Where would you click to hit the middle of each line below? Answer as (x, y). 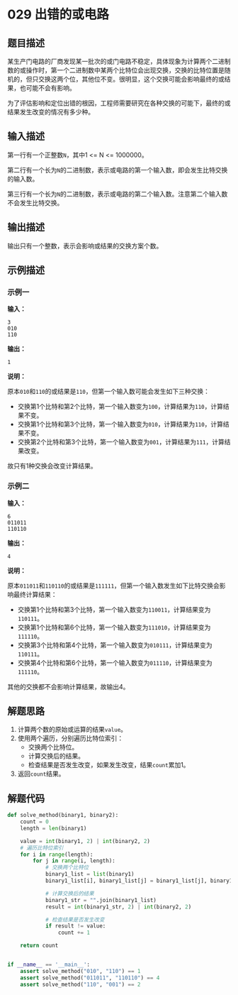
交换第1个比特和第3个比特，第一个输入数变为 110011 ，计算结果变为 (114, 609)
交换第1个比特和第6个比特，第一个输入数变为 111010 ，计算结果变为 (114, 627)
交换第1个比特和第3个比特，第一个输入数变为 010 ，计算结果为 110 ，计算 (120, 424)
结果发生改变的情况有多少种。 (51, 112)
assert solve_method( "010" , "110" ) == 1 (80, 971)
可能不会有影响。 (51, 88)
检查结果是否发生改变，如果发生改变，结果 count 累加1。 (109, 765)
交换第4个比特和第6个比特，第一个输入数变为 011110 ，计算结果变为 (115, 663)
